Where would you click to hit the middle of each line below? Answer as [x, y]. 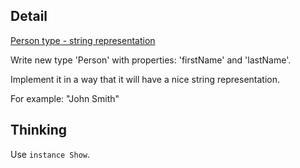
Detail [29, 16]
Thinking [39, 130]
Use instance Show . [50, 154]
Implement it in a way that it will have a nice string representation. [145, 79]
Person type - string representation [83, 40]
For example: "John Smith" [65, 98]
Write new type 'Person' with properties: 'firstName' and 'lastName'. [151, 60]
